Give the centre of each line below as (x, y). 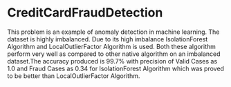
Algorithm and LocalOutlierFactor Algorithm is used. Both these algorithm (112, 46)
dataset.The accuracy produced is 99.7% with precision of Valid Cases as (112, 61)
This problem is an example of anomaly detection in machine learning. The (113, 32)
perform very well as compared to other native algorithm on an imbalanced (114, 54)
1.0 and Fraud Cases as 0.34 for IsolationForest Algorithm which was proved (116, 68)
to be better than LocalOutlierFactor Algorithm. (74, 76)
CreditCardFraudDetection (85, 13)
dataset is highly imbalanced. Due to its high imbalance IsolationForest (108, 39)
